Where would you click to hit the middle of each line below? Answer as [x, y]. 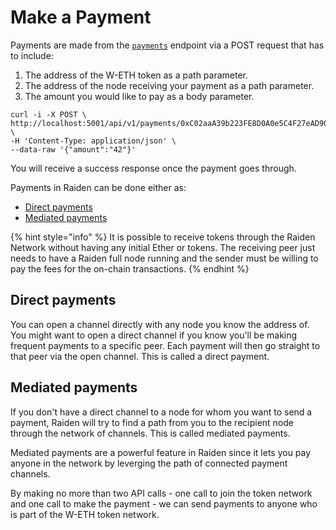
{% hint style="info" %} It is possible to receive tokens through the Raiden [163, 237]
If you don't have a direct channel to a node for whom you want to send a [161, 412]
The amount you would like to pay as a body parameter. [139, 96]
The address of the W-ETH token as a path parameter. [136, 75]
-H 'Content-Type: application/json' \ [93, 141]
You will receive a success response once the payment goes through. [153, 168]
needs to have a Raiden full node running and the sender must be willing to [164, 258]
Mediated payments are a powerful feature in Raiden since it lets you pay [161, 452]
